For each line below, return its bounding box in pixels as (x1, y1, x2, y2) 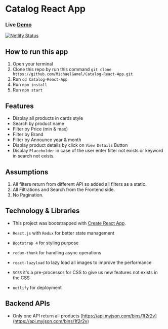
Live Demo (5, 21, 32, 28)
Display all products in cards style (12, 115, 83, 121)
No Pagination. (12, 191, 44, 198)
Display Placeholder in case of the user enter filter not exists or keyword (12, 148, 163, 154)
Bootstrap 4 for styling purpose (12, 240, 79, 246)
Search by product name (12, 120, 65, 127)
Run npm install (12, 82, 48, 88)
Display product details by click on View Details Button (12, 142, 128, 148)
